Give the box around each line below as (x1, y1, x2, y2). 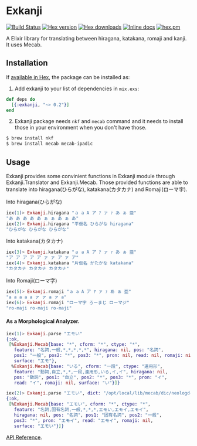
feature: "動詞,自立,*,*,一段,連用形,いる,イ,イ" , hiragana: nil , (13, 369, 168, 374)
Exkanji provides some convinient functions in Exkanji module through (6, 172, 175, 179)
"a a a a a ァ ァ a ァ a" (6, 294, 67, 300)
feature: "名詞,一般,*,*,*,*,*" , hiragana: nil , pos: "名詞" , (13, 347, 164, 353)
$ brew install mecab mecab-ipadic (6, 141, 93, 147)
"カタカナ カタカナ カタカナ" (6, 265, 69, 272)
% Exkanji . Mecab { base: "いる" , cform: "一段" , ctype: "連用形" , (11, 363, 163, 369)
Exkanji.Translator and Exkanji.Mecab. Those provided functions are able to (6, 179, 189, 186)
